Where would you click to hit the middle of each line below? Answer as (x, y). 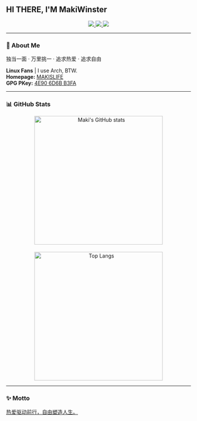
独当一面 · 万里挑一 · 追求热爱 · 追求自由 (54, 59)
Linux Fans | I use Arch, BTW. (42, 71)
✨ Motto (18, 398)
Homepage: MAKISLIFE (35, 77)
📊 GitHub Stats (28, 104)
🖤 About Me (23, 45)
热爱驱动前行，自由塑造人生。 (42, 412)
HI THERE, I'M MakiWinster (57, 10)
